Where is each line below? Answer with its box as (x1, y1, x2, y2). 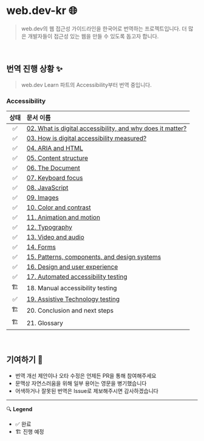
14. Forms (26, 243, 56, 251)
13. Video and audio (26, 233, 84, 241)
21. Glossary (26, 319, 64, 327)
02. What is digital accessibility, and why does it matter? (26, 124, 187, 133)
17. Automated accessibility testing (26, 273, 127, 281)
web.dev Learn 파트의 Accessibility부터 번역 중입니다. (21, 81, 152, 88)
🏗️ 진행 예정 (15, 428, 44, 435)
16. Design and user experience (26, 263, 118, 271)
